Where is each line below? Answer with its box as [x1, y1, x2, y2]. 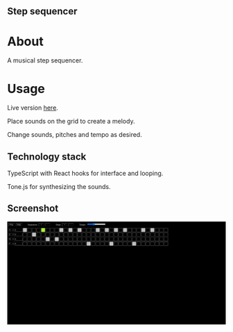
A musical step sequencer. [7, 56, 83, 65]
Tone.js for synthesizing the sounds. [7, 183, 111, 191]
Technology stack [7, 151, 87, 163]
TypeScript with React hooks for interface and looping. [7, 169, 164, 178]
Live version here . [7, 103, 59, 112]
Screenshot [7, 203, 59, 215]
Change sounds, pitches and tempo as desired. [7, 131, 142, 139]
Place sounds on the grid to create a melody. [7, 117, 135, 126]
